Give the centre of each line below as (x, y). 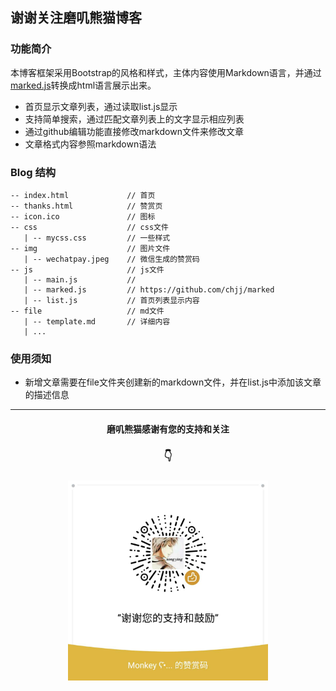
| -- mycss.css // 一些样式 (97, 238)
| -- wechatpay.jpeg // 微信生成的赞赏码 (111, 259)
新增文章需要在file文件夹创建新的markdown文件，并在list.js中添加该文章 (173, 382)
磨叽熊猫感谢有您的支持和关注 (168, 429)
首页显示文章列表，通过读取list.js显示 (101, 106)
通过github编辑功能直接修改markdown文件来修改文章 (134, 131)
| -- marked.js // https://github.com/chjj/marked (149, 289)
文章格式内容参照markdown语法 (90, 144)
